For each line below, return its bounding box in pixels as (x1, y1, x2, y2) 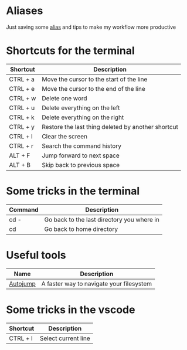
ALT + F (9, 151, 30, 159)
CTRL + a (9, 75, 35, 83)
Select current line (40, 334, 90, 342)
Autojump (9, 280, 36, 288)
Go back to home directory (44, 225, 118, 233)
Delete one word (42, 94, 87, 102)
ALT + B (9, 161, 31, 169)
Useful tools (6, 249, 66, 261)
